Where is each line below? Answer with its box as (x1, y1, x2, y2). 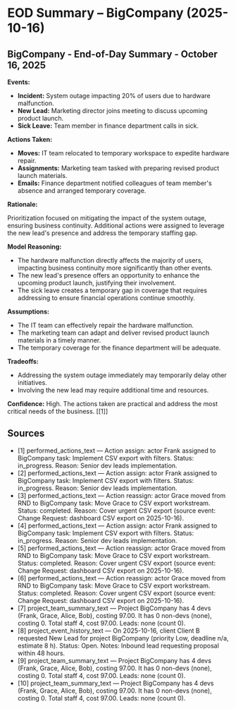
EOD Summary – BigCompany (7, 5, 184, 21)
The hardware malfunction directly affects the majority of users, (17, 256, 203, 264)
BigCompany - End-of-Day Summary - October (7, 48, 218, 60)
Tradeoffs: (7, 357, 39, 365)
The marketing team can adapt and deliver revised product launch (17, 328, 210, 337)
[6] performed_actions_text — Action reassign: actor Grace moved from (17, 573, 226, 582)
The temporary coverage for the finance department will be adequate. (17, 344, 221, 352)
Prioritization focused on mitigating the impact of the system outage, (7, 214, 206, 222)
